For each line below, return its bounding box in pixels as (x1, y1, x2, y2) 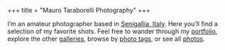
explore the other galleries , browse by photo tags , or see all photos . (7, 35, 205, 43)
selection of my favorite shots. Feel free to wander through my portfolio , (7, 27, 218, 35)
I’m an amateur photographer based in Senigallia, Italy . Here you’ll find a (7, 20, 218, 27)
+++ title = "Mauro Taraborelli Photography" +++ (7, 6, 150, 14)
